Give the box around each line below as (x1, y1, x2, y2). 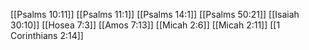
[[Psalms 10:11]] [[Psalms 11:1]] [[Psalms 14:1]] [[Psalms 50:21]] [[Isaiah (10, 9, 300, 20)
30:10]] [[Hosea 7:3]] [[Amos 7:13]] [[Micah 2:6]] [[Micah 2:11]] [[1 (10, 19, 281, 31)
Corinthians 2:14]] (10, 30, 84, 41)
